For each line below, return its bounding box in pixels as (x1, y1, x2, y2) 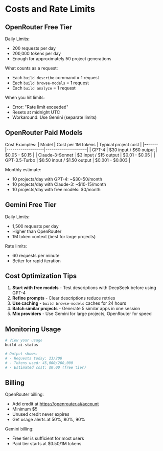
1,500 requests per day (12, 223, 59, 229)
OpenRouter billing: (5, 391, 44, 397)
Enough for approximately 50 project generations (12, 56, 112, 62)
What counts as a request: (5, 65, 58, 71)
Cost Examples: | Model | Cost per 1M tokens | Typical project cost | (5, 141, 142, 147)
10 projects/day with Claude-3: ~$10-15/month (12, 181, 106, 187)
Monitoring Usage (5, 325, 61, 333)
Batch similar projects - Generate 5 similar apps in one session (12, 306, 140, 312)
